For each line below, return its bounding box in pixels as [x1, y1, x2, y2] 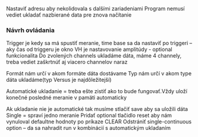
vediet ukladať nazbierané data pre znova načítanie [6, 11, 132, 18]
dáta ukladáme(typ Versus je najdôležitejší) [6, 77, 112, 84]
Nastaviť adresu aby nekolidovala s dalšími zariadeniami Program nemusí [6, 5, 185, 12]
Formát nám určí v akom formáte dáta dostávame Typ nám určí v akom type [6, 70, 192, 77]
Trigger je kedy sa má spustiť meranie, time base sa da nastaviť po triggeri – [6, 40, 193, 47]
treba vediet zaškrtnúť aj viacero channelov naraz [6, 59, 128, 66]
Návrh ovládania [6, 26, 55, 34]
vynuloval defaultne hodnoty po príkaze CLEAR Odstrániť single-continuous [6, 118, 192, 125]
